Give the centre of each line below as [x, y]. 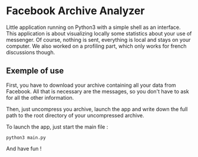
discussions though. [31, 52]
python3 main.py [26, 138]
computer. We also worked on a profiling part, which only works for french [96, 46]
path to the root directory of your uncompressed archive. [75, 115]
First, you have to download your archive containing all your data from [91, 85]
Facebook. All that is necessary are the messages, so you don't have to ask [98, 91]
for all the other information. [40, 97]
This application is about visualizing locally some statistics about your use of [99, 33]
